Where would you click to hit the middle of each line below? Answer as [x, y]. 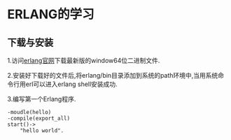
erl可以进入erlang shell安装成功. [71, 84]
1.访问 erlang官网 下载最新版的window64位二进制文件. [84, 61]
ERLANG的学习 [51, 14]
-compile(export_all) [39, 118]
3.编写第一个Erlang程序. [42, 99]
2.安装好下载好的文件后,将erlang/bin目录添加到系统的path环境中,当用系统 [113, 75]
